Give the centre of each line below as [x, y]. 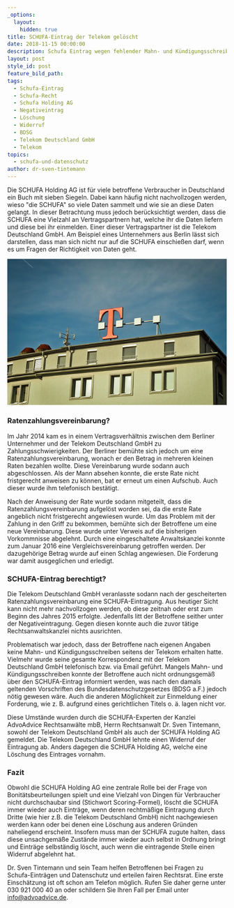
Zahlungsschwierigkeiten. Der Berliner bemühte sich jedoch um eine [105, 451]
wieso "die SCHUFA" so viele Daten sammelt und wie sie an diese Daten [111, 205]
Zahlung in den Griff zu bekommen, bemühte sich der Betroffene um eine [112, 524]
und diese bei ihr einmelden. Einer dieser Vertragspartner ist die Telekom [112, 227]
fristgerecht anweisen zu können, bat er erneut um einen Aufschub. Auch [112, 481]
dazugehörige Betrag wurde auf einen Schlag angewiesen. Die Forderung [113, 553]
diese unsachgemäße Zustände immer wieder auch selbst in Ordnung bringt [117, 840]
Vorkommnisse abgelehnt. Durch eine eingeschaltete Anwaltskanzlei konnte [116, 538]
